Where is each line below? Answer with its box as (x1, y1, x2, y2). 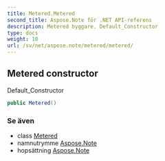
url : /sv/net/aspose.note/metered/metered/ (7, 42, 134, 49)
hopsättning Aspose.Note (16, 146, 90, 154)
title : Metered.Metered (7, 10, 76, 17)
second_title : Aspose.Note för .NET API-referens (7, 17, 153, 23)
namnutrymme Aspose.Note (16, 139, 98, 147)
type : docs (7, 29, 38, 37)
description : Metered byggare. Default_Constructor (7, 23, 158, 30)
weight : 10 (7, 36, 38, 43)
